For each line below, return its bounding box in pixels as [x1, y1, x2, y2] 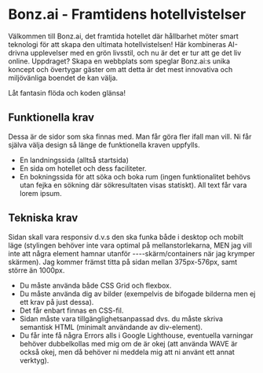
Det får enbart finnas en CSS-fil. [19, 306, 124, 315]
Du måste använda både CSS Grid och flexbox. [19, 281, 172, 290]
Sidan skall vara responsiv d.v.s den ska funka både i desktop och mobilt [8, 232, 244, 241]
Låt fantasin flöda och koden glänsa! [8, 88, 126, 97]
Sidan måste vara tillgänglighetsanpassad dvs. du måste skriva [19, 313, 224, 323]
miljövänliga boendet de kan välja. [8, 73, 119, 82]
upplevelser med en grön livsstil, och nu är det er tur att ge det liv [30, 48, 242, 57]
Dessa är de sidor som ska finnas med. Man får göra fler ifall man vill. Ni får [8, 132, 252, 141]
